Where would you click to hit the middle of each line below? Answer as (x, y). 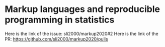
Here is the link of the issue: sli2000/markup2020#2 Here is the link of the (82, 33)
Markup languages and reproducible (82, 9)
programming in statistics (60, 20)
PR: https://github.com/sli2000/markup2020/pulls (57, 39)
